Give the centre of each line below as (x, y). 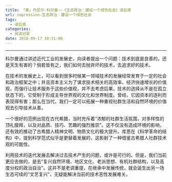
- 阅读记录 (20, 34)
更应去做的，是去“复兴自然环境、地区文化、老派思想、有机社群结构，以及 (83, 161)
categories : (18, 29)
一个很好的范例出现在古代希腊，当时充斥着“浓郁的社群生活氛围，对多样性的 (85, 119)
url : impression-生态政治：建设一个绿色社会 (49, 15)
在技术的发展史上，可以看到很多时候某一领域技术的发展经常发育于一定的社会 (86, 76)
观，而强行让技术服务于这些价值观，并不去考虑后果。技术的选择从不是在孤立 (86, 88)
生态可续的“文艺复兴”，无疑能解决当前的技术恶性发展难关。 (68, 174)
